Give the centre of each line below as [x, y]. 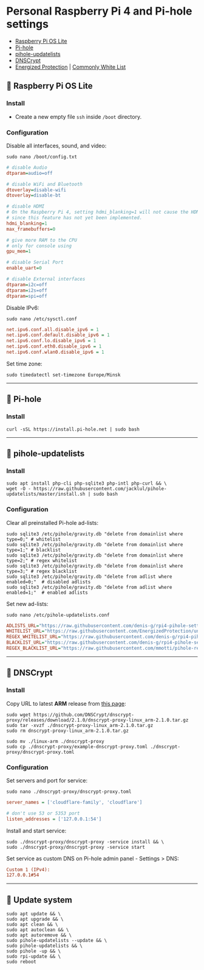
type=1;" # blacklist [34, 550]
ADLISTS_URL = [23, 625]
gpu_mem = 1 [19, 251]
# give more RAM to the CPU [42, 240]
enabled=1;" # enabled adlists [47, 592]
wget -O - [19, 489]
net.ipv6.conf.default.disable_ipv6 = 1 [58, 335]
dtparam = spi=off [27, 296]
